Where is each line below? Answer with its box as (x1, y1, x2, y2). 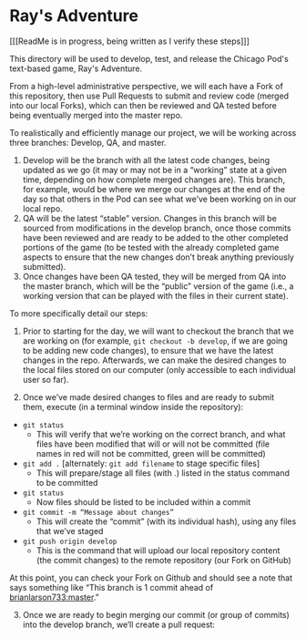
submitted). (22, 261, 66, 272)
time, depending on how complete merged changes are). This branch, (22, 174, 285, 185)
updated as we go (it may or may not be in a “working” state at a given (22, 164, 287, 175)
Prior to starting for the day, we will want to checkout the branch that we (22, 325, 294, 336)
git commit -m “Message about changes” (22, 508, 175, 517)
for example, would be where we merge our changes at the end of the (22, 183, 285, 194)
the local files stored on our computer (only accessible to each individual (22, 364, 296, 375)
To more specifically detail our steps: (9, 307, 148, 319)
